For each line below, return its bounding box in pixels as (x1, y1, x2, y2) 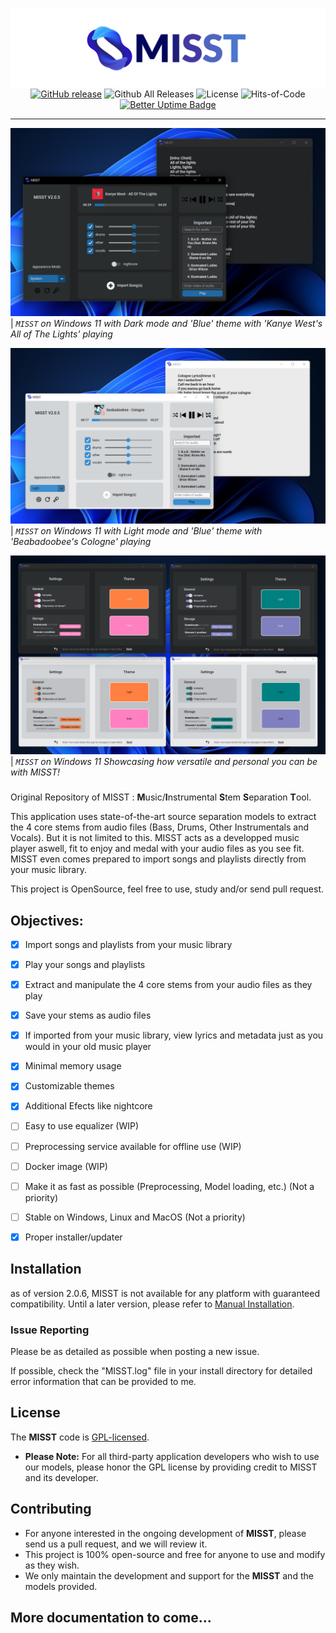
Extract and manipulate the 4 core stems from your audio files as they (24, 979, 313, 991)
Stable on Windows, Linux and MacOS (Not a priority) (24, 1211, 246, 1223)
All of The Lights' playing (10, 328, 113, 340)
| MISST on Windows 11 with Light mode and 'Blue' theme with (10, 525, 263, 537)
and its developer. (24, 1471, 99, 1483)
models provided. (24, 1580, 98, 1592)
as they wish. (24, 1559, 80, 1571)
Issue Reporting (10, 1323, 90, 1337)
